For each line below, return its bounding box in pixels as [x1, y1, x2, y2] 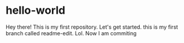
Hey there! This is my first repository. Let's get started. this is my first [5, 23, 179, 30]
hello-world [5, 4, 66, 17]
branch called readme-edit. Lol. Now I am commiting [5, 29, 137, 36]
